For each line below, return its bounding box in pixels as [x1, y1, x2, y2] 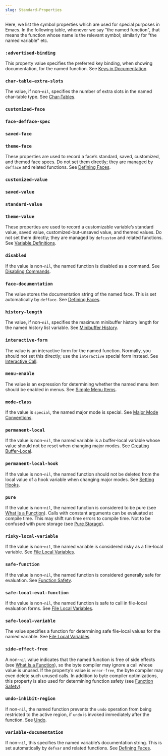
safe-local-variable [5, 618, 56, 624]
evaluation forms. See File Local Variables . [5, 605, 93, 611]
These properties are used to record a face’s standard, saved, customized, [5, 154, 160, 160]
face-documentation [5, 281, 53, 287]
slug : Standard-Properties [5, 7, 62, 13]
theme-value [5, 213, 35, 219]
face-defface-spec [5, 119, 50, 124]
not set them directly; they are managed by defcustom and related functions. [5, 234, 163, 241]
